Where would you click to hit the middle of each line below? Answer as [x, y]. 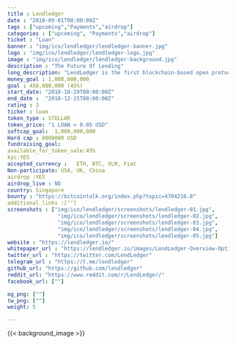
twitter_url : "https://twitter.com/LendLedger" [80, 256]
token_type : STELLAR [39, 118]
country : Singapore [36, 190]
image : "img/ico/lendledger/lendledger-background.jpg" [92, 60]
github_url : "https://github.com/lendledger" [75, 268]
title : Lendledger [36, 14]
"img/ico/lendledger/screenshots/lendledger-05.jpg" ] [138, 236]
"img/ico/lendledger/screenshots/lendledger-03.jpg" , [138, 223]
